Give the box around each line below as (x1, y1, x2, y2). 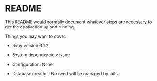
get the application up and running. (5, 24, 75, 29)
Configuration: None (12, 61, 53, 67)
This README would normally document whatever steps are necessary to (5, 19, 152, 25)
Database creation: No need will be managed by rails (12, 70, 118, 76)
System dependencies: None (12, 52, 70, 58)
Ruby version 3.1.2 (12, 42, 49, 48)
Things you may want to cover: (5, 33, 67, 39)
